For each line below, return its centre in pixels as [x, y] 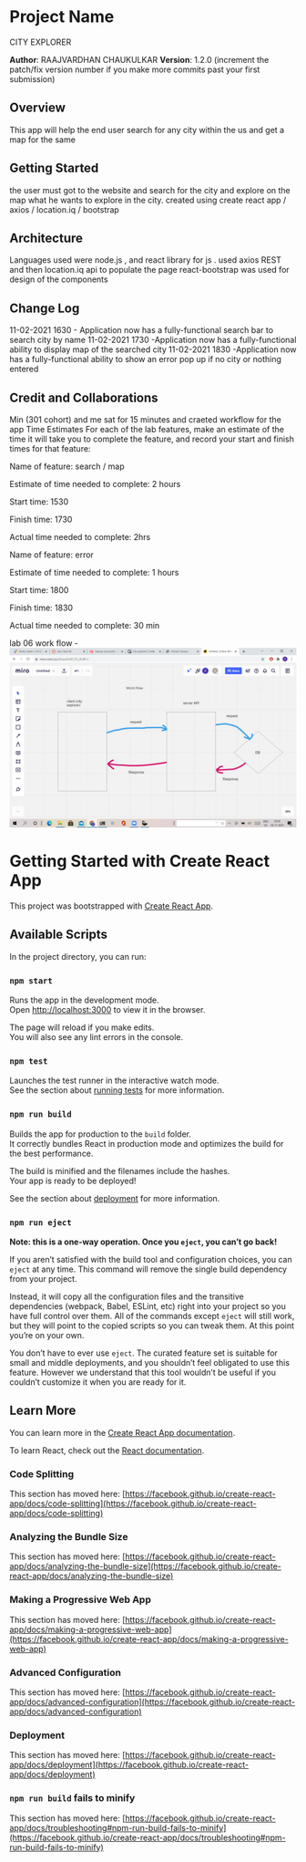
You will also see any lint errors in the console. [97, 1037]
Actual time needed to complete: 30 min [85, 625]
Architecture [46, 238]
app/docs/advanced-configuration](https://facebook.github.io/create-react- [153, 1701]
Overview [38, 108]
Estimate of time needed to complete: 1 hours [94, 572]
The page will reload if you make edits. [82, 1027]
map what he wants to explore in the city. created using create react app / [148, 200]
